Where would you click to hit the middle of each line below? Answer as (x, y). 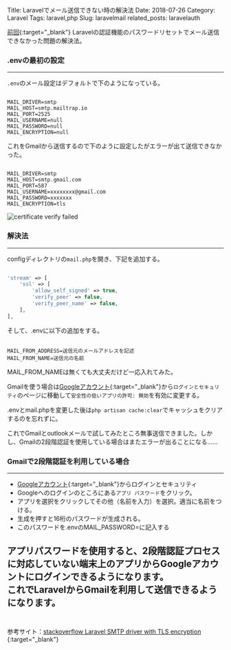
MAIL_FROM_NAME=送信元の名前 (46, 358)
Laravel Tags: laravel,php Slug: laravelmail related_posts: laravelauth (104, 18)
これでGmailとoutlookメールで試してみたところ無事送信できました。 (104, 433)
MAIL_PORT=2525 (29, 115)
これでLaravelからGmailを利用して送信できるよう (112, 590)
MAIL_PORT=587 (27, 186)
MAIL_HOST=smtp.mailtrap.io (47, 108)
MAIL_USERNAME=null (35, 120)
